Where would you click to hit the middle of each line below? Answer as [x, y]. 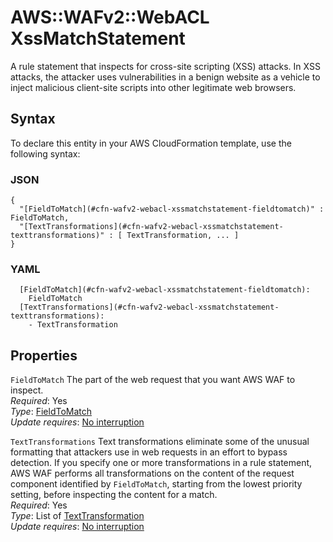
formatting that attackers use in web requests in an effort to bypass [149, 452]
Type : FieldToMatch [51, 412]
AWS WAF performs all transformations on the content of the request [152, 473]
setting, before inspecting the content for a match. [114, 495]
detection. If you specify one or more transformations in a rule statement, [161, 463]
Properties [44, 355]
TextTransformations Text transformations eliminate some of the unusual [160, 442]
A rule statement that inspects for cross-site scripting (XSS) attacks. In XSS [165, 66]
